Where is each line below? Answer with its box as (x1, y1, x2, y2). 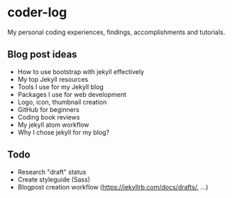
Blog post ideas (7, 48, 77, 61)
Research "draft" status (17, 167, 87, 176)
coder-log (7, 4, 67, 21)
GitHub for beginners (17, 105, 79, 114)
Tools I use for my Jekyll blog (17, 83, 104, 91)
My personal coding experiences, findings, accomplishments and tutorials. (7, 28, 226, 36)
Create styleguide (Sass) (17, 175, 91, 184)
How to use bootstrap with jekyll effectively (17, 67, 145, 75)
